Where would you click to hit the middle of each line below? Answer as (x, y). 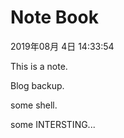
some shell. (34, 105)
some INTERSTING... (53, 124)
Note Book (54, 17)
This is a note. (39, 66)
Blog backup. (37, 85)
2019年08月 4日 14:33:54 (62, 46)
